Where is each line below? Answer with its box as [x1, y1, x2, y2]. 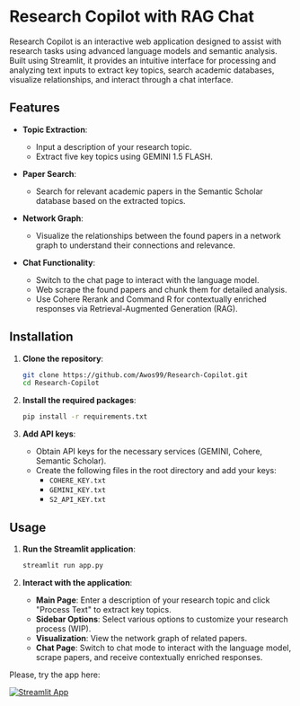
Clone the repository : [22, 353, 104, 364]
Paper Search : [22, 168, 77, 179]
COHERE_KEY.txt [49, 476, 106, 486]
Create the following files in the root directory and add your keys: [35, 465, 277, 476]
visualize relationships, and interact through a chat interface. [9, 74, 234, 84]
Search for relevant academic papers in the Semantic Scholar [35, 186, 263, 197]
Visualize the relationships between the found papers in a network [35, 230, 281, 241]
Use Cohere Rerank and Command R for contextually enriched [35, 294, 267, 304]
